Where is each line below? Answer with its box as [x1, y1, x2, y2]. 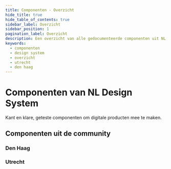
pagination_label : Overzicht [5, 31, 68, 36]
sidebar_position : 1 [5, 27, 50, 32]
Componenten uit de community [5, 129, 111, 138]
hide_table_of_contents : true [5, 17, 70, 22]
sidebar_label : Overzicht [5, 22, 60, 27]
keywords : [5, 41, 27, 46]
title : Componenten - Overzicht [5, 7, 74, 13]
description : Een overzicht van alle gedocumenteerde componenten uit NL [5, 36, 166, 41]
